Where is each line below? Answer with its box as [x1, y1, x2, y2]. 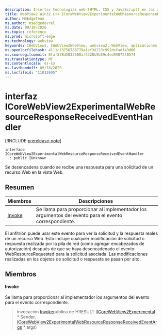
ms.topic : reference [5, 30, 47, 34]
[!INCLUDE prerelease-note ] [5, 137, 62, 143]
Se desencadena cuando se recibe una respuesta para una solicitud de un [5, 164, 154, 170]
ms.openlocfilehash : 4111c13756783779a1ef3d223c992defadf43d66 [5, 47, 136, 52]
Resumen [5, 183, 34, 192]
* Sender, [16, 314, 36, 320]
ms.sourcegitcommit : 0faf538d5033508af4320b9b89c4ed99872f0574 [5, 52, 136, 57]
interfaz [5, 91, 38, 102]
